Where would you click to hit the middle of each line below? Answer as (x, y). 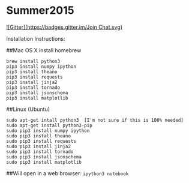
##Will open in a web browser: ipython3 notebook (67, 173)
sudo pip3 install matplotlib (44, 162)
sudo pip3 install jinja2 (38, 146)
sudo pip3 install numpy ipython (48, 130)
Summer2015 (40, 10)
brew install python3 (33, 61)
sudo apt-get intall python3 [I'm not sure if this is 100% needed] (95, 120)
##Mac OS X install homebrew (44, 50)
